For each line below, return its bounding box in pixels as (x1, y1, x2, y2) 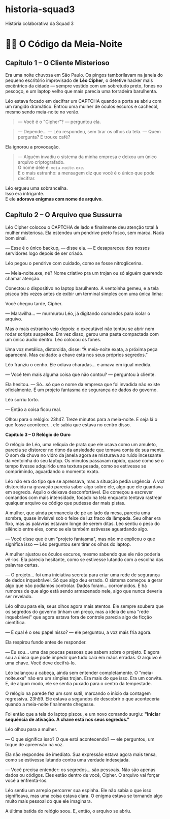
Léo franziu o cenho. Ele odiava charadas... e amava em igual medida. (5, 361, 152, 367)
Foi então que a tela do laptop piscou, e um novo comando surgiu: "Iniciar (5, 711, 161, 717)
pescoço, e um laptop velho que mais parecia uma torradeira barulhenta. (5, 88, 157, 94)
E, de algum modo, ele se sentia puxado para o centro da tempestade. (5, 680, 152, 686)
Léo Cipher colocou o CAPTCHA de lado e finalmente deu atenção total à (5, 224, 158, 230)
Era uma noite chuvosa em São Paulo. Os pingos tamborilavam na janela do (5, 72, 163, 78)
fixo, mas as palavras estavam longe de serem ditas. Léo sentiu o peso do (5, 520, 160, 526)
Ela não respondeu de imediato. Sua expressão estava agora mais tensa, (5, 751, 157, 757)
